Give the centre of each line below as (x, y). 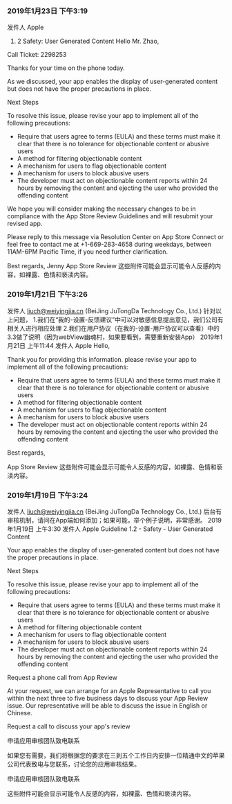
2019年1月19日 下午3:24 (48, 495)
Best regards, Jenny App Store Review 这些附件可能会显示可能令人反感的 (111, 266)
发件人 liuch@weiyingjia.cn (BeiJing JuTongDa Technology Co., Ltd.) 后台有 (115, 512)
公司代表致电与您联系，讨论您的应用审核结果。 (74, 764)
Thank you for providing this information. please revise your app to (102, 359)
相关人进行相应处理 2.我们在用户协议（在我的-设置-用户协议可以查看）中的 (113, 328)
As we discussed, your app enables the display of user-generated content (113, 82)
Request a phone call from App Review (62, 677)
